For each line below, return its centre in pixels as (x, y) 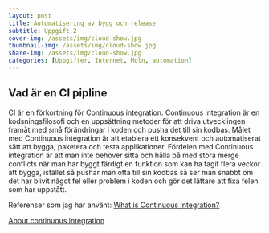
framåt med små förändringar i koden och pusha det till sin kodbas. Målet (130, 129)
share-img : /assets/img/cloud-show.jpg (75, 53)
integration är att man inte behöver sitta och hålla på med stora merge (124, 155)
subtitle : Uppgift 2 (43, 31)
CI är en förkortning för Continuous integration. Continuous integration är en (134, 112)
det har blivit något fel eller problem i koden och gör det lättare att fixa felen (133, 181)
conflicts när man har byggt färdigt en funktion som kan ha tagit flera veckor (134, 164)
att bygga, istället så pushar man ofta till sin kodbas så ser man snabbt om (131, 172)
